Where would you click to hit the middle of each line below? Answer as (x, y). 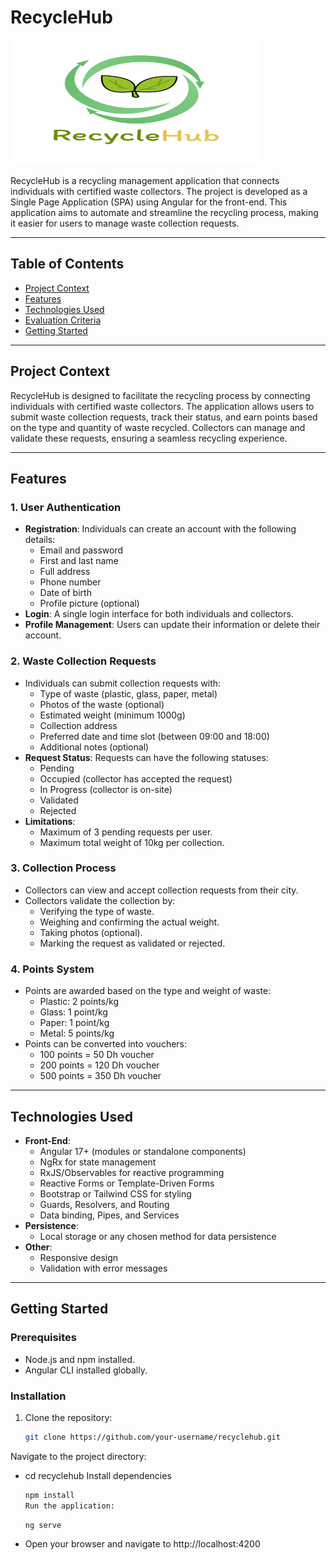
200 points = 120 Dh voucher (99, 1065)
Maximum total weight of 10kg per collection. (132, 842)
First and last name (79, 561)
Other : (38, 1247)
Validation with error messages (103, 1268)
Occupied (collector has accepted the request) (136, 778)
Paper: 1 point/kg (74, 1023)
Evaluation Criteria (63, 320)
